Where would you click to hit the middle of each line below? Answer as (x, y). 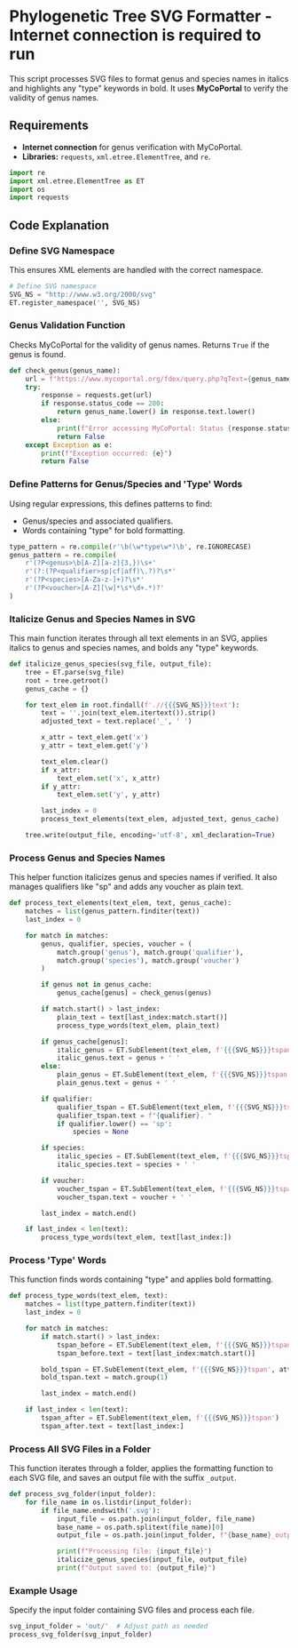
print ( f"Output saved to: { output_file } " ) (136, 1568)
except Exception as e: (69, 445)
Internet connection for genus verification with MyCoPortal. (132, 147)
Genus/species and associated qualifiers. (98, 521)
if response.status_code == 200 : (103, 404)
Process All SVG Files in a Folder (80, 1449)
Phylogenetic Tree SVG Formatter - (141, 16)
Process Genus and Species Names (87, 858)
